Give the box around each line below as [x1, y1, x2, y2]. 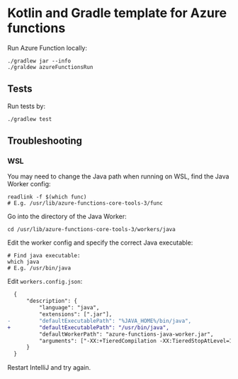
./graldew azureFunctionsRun [7, 63, 93, 70]
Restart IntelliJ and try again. [7, 363, 91, 372]
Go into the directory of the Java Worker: [7, 212, 127, 221]
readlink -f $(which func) [7, 193, 87, 201]
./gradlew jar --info [7, 57, 72, 65]
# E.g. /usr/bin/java [7, 265, 72, 272]
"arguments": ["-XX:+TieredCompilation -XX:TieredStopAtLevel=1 [38, 337, 233, 344]
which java [7, 258, 40, 266]
